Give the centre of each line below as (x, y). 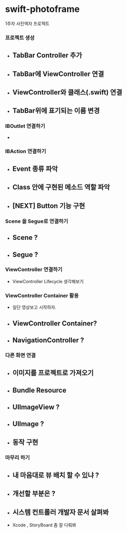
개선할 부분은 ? (34, 494)
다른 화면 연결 (21, 355)
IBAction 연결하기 (26, 151)
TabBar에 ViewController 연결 (58, 74)
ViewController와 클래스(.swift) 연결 (67, 92)
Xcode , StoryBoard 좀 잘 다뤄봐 (44, 525)
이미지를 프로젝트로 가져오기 (53, 373)
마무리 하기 (18, 457)
